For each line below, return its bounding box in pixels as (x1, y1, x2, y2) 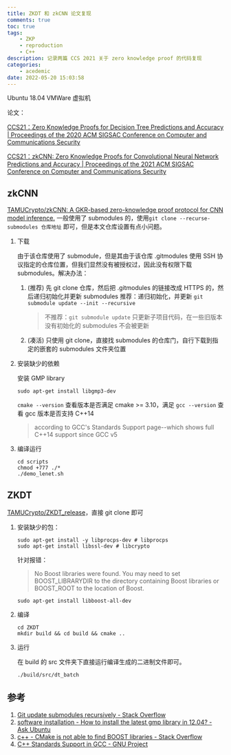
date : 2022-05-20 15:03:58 (7, 74, 85, 81)
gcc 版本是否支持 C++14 (25, 409, 94, 417)
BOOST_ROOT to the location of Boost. (34, 584, 144, 592)
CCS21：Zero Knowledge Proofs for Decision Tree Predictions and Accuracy (7, 123, 224, 132)
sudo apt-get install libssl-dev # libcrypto (16, 543, 150, 550)
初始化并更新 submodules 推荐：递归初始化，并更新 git (45, 292, 203, 300)
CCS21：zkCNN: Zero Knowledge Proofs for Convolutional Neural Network (7, 152, 219, 161)
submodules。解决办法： (16, 269, 89, 278)
